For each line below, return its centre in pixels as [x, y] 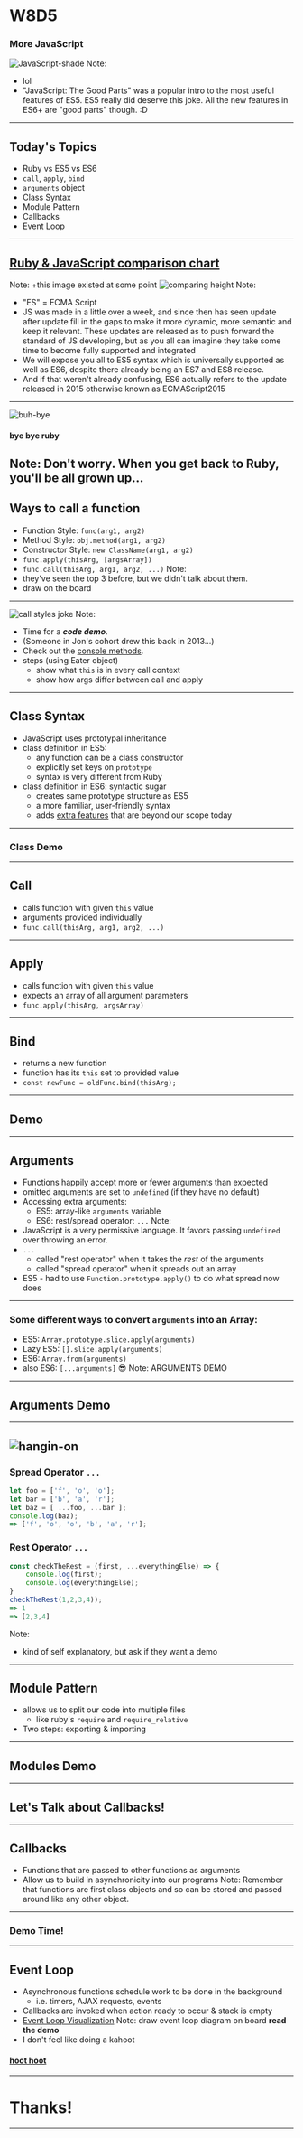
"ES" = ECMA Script [60, 303]
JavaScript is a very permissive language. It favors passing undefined [151, 1231]
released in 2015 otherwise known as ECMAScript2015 [124, 389]
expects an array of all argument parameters [105, 995]
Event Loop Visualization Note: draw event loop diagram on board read [154, 2021]
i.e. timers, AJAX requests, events [99, 2002]
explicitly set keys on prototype [94, 767]
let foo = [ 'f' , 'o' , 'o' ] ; [62, 1491]
